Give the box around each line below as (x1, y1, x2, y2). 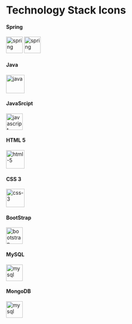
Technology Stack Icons (6, 4, 126, 17)
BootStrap (6, 214, 32, 221)
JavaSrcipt (6, 100, 33, 107)
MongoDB (6, 288, 31, 295)
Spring (6, 23, 23, 30)
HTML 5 (6, 136, 26, 144)
